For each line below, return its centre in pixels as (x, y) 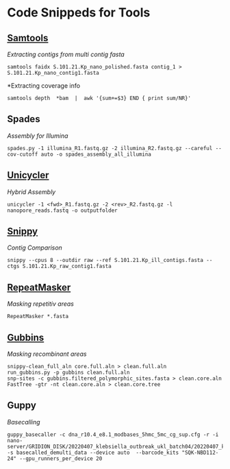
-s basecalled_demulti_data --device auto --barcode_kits (93, 453)
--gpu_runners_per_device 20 (61, 458)
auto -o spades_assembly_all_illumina (96, 154)
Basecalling (24, 422)
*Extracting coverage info (44, 86)
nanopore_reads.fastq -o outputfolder (62, 211)
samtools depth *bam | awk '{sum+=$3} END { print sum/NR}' (99, 98)
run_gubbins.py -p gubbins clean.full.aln (68, 373)
